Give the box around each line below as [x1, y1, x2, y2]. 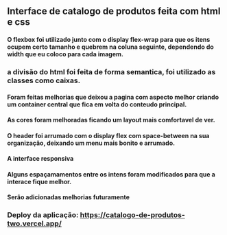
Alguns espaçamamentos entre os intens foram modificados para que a [7, 170, 216, 178]
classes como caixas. [7, 76, 81, 85]
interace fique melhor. [7, 177, 72, 186]
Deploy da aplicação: [7, 210, 79, 220]
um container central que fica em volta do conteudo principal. [7, 100, 187, 109]
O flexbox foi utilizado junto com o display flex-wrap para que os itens [7, 35, 211, 43]
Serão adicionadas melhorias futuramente [7, 193, 130, 201]
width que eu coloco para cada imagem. [7, 49, 123, 58]
